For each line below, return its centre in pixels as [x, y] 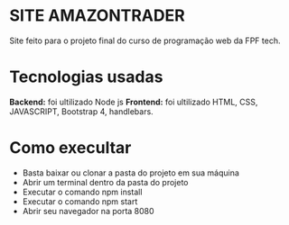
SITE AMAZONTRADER [97, 16]
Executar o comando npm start [80, 201]
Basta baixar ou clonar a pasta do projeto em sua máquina [131, 173]
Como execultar [70, 148]
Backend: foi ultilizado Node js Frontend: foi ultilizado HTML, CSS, [134, 102]
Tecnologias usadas [86, 77]
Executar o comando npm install [82, 192]
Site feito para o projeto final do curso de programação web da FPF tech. [145, 40]
